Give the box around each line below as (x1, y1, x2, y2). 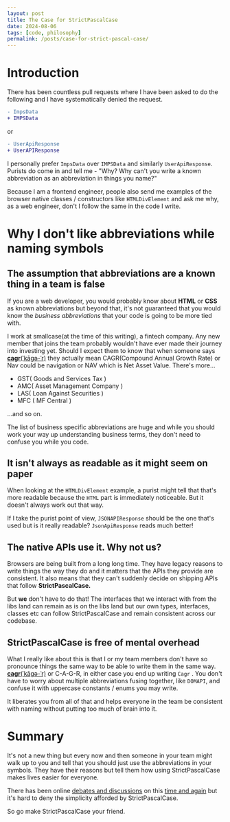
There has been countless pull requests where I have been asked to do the (7, 88, 218, 96)
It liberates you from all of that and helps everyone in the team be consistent (7, 698, 223, 705)
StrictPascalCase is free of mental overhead (7, 637, 200, 648)
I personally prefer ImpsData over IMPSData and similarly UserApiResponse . (7, 159, 213, 168)
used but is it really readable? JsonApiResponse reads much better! (7, 521, 194, 529)
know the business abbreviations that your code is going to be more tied (7, 311, 213, 319)
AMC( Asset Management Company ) (16, 382, 124, 390)
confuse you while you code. (7, 437, 89, 446)
